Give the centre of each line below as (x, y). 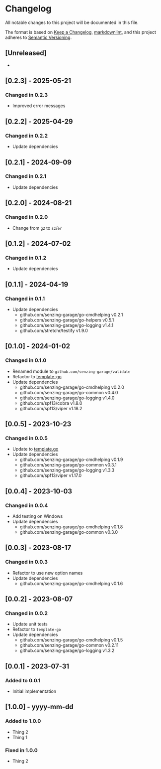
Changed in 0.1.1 (25, 299)
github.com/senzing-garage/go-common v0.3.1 (68, 465)
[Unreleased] (26, 53)
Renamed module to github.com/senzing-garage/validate (71, 371)
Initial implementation (34, 691)
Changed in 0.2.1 (26, 176)
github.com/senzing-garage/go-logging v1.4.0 (67, 398)
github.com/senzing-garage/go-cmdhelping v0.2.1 (71, 314)
